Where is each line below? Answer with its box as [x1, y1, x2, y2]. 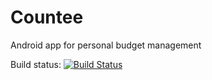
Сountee [10, 6, 84, 29]
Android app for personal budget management [10, 39, 202, 51]
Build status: [10, 58, 62, 70]
